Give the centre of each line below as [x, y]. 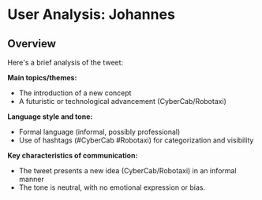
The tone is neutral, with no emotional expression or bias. [112, 187]
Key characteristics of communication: [73, 156]
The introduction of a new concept [75, 93]
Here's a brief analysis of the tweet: [65, 62]
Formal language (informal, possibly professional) [99, 132]
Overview [32, 44]
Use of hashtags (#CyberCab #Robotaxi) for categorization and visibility [136, 140]
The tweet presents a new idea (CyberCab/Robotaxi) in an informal [128, 170]
